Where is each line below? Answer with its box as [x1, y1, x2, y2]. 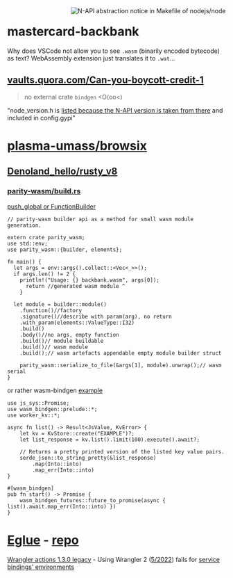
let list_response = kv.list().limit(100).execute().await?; [19, 436, 200, 443]
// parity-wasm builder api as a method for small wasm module [7, 216, 194, 223]
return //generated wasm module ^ [25, 282, 126, 289]
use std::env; [7, 240, 49, 247]
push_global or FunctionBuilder [7, 202, 96, 211]
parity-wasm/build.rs [7, 186, 81, 196]
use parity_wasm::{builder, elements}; [7, 246, 123, 253]
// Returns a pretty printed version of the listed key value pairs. [19, 448, 225, 455]
